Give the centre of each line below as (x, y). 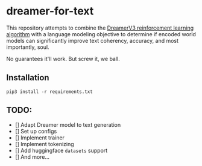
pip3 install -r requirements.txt (50, 92)
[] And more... (32, 157)
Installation (28, 78)
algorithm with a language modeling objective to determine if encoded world (101, 34)
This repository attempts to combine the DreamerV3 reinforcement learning (100, 28)
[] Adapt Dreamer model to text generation (68, 124)
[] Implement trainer (40, 138)
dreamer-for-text (50, 11)
